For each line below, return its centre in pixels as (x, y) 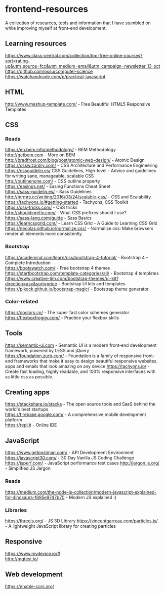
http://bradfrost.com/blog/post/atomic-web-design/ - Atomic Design (75, 160)
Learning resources (36, 44)
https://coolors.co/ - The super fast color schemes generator (67, 312)
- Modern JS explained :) (91, 497)
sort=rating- (18, 61)
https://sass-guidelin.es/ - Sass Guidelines (48, 192)
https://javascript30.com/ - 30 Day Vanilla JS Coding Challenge (70, 458)
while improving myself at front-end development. (56, 28)
